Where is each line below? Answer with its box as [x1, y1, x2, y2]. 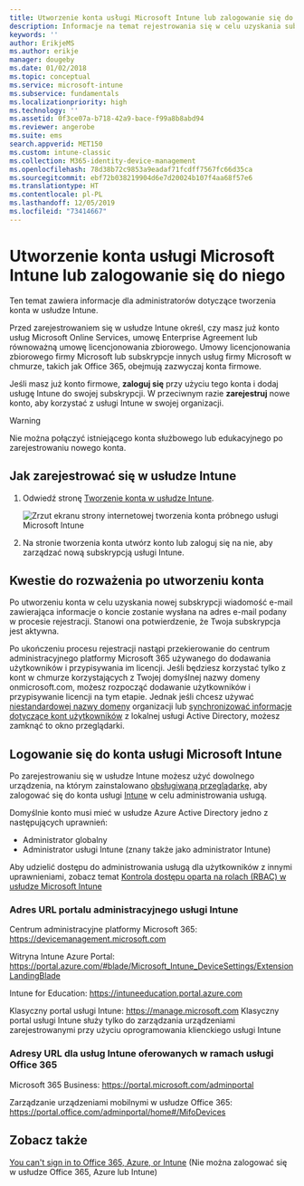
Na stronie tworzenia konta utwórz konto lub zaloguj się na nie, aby [22, 537, 273, 548]
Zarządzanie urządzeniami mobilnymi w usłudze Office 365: [9, 1096, 233, 1107]
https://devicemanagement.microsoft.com [9, 933, 166, 944]
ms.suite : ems [9, 131, 63, 140]
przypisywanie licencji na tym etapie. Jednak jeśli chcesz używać [9, 692, 255, 703]
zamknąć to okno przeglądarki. [9, 721, 125, 732]
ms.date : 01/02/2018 [9, 64, 88, 73]
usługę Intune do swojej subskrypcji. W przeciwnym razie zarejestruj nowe [9, 387, 290, 398]
